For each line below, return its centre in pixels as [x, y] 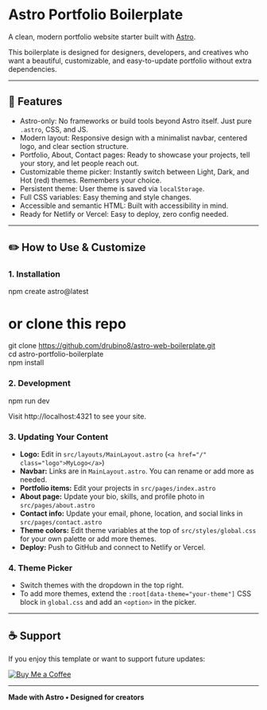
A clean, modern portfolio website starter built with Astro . [102, 37]
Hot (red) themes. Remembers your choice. [91, 180]
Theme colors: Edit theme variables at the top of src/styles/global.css [138, 530]
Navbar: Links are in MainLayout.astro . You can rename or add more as [137, 471]
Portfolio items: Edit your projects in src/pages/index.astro [118, 488]
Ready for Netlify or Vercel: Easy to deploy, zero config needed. [124, 214]
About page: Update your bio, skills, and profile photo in [112, 496]
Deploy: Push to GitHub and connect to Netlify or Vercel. [112, 547]
